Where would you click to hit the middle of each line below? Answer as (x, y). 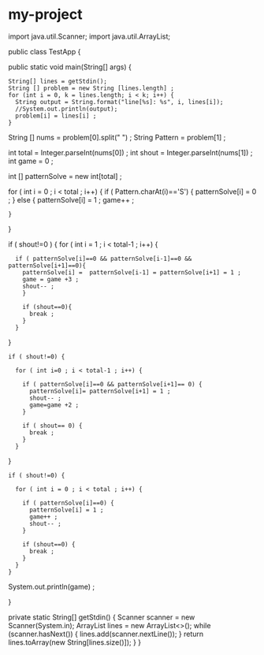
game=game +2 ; (54, 405)
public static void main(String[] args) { (70, 67)
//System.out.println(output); (67, 109)
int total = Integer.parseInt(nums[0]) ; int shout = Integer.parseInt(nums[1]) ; (130, 152)
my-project (45, 15)
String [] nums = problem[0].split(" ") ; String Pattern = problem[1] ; (117, 137)
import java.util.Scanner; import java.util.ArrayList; (89, 36)
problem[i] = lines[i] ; (56, 116)
